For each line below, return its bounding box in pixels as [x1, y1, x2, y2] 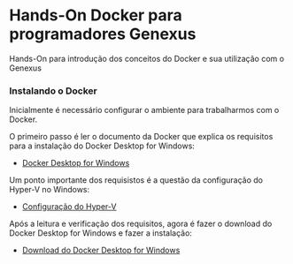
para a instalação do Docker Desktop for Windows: [9, 140, 195, 151]
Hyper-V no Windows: [9, 185, 90, 195]
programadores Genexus [9, 24, 197, 44]
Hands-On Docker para [9, 5, 183, 26]
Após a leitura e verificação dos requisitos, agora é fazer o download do [9, 218, 273, 230]
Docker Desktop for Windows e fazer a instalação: [9, 228, 193, 238]
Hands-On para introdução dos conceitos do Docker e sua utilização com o [9, 53, 285, 64]
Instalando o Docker [9, 85, 97, 97]
